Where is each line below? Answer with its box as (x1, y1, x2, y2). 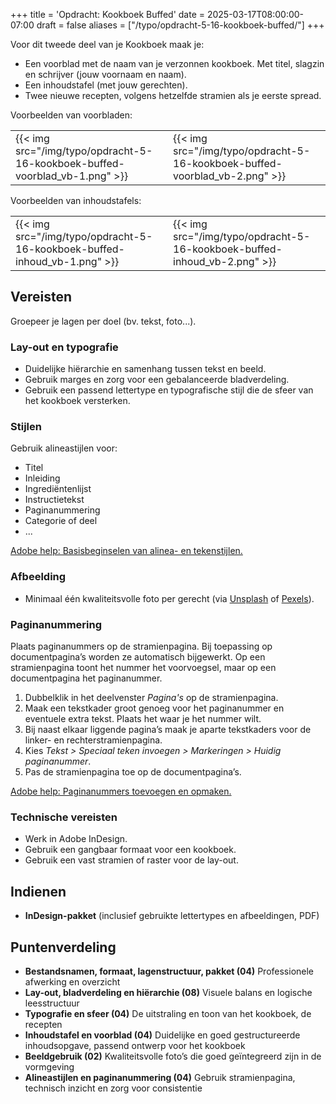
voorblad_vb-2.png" (173, 169, 270, 183)
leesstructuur (24, 997, 80, 1009)
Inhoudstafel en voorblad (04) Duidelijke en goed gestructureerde (24, 1029, 301, 1041)
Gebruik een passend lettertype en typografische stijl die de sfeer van (24, 384, 314, 396)
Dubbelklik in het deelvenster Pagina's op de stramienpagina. (24, 692, 279, 703)
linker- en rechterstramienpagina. (24, 734, 163, 746)
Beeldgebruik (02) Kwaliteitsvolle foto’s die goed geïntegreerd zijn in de (24, 1050, 322, 1062)
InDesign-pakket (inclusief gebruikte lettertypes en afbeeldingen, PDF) (24, 910, 320, 922)
